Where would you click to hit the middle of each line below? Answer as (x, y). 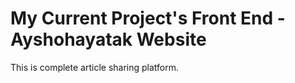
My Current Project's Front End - (148, 18)
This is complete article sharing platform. (95, 67)
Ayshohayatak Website (108, 39)
